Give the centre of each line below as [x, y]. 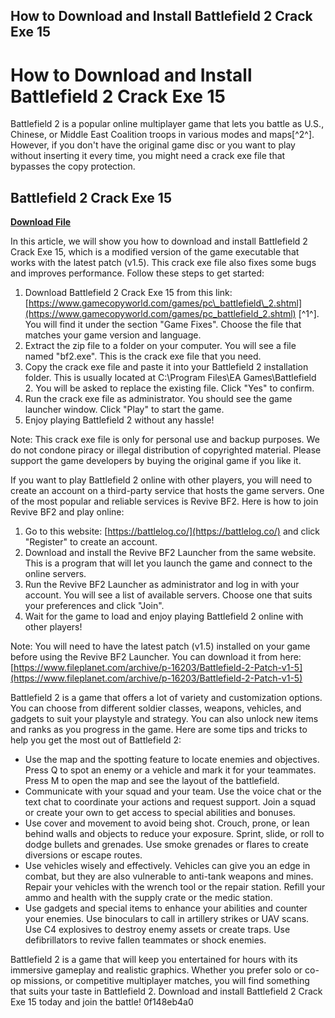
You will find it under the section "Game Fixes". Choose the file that [163, 325]
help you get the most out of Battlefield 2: [96, 740]
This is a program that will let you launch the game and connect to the [168, 563]
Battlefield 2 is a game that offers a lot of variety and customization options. [166, 698]
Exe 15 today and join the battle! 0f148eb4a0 [102, 1002]
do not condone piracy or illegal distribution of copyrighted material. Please [166, 450]
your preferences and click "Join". [94, 606]
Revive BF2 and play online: [67, 512]
